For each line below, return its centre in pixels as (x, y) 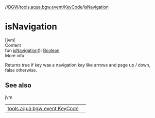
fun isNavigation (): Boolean (32, 50)
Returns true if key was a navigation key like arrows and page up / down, (78, 65)
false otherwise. (21, 70)
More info (15, 55)
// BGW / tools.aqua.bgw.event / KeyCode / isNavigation (57, 7)
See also (18, 85)
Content (13, 45)
